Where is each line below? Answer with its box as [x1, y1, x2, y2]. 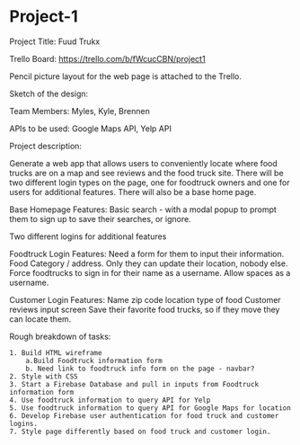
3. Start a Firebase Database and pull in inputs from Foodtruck [9, 379, 259, 388]
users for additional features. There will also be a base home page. [9, 186, 257, 197]
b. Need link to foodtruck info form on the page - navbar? [25, 364, 255, 373]
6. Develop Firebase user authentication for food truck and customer [9, 411, 279, 420]
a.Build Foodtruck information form [25, 356, 163, 365]
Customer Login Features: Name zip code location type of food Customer [9, 294, 281, 305]
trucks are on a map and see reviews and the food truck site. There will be [9, 167, 285, 178]
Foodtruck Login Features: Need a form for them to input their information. [9, 248, 285, 259]
